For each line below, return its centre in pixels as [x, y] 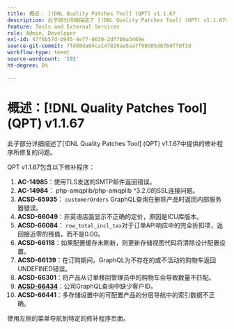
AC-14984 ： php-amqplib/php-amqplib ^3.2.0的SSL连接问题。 [108, 190]
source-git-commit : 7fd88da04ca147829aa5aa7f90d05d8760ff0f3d [99, 46]
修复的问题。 [38, 152]
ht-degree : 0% [28, 65]
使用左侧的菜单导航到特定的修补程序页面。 [68, 318]
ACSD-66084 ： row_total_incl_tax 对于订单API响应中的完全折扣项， [117, 225]
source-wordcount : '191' [43, 59]
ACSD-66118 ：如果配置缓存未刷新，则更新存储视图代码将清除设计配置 [118, 242]
